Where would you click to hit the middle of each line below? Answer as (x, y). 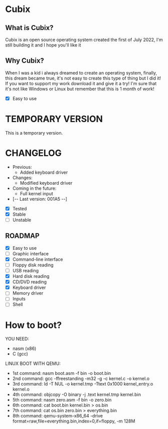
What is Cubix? (29, 28)
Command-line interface (38, 259)
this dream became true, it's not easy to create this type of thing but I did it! (83, 78)
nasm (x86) (24, 348)
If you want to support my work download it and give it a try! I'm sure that (81, 83)
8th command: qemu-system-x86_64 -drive (57, 416)
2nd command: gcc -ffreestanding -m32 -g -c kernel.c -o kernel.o (81, 378)
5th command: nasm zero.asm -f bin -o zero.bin (62, 400)
